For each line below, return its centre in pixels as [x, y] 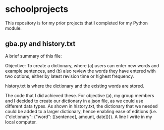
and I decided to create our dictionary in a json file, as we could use [74, 101]
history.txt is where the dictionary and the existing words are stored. [75, 86]
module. [14, 28]
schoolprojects [37, 9]
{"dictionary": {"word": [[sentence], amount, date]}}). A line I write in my [79, 117]
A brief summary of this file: [33, 56]
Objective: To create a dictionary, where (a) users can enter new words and [82, 65]
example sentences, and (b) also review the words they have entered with [81, 71]
